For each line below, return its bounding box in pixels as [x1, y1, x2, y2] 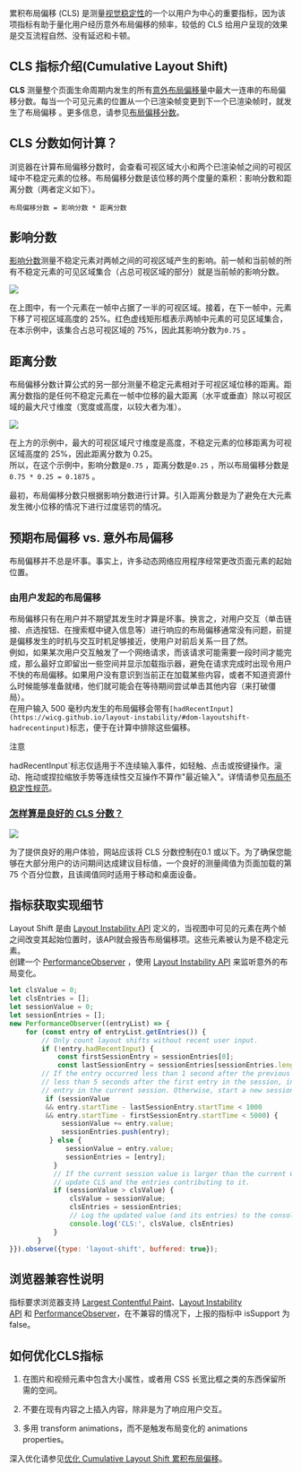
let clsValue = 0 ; [9, 986, 78, 995]
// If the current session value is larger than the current [53, 1169, 287, 1178]
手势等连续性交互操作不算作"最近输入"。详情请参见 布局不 [79, 771, 292, 782]
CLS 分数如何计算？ [9, 135, 118, 151]
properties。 [21, 1434, 69, 1445]
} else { [48, 1136, 82, 1146]
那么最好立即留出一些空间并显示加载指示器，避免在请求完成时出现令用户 [24, 658, 292, 669]
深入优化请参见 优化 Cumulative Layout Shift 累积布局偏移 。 [9, 1453, 228, 1464]
